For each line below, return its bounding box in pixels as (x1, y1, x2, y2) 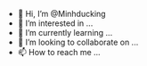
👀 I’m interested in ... (17, 18, 94, 29)
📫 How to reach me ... (17, 47, 101, 57)
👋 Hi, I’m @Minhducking (17, 9, 106, 19)
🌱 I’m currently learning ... (17, 28, 113, 37)
